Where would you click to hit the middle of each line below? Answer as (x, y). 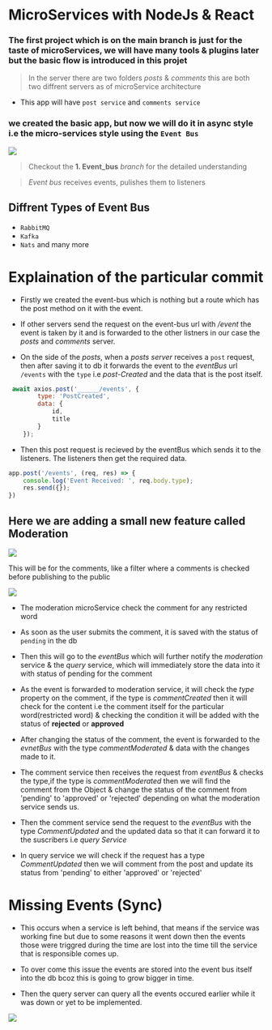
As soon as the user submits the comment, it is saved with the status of (139, 632)
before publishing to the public (59, 576)
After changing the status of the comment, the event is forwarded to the (140, 739)
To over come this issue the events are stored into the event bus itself (136, 969)
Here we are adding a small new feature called (127, 521)
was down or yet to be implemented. (81, 1002)
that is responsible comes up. (69, 953)
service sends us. (49, 806)
